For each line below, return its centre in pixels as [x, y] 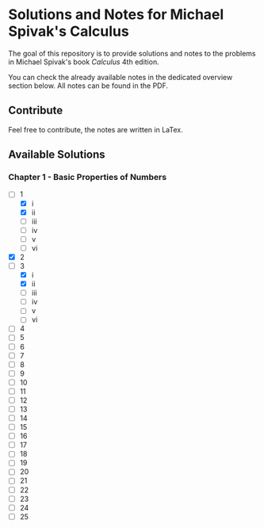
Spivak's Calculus [69, 31]
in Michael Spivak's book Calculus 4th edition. [84, 62]
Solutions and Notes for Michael [116, 15]
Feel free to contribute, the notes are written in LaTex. [96, 129]
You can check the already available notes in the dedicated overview [121, 77]
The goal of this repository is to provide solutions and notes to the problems [132, 53]
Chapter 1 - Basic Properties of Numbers [88, 178]
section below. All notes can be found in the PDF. [88, 86]
